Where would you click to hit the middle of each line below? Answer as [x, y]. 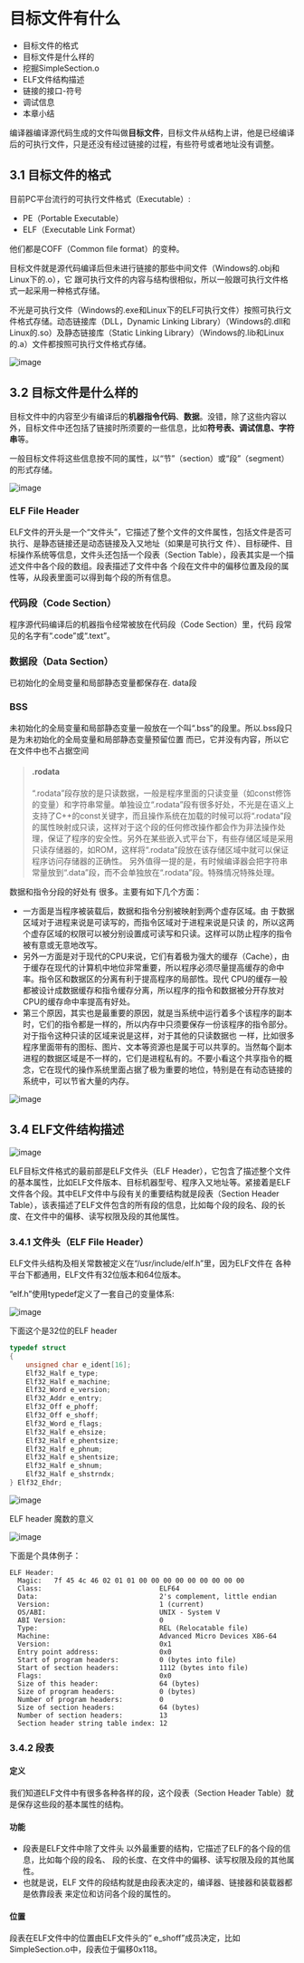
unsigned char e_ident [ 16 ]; [78, 1365]
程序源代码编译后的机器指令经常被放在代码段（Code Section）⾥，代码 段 [147, 624]
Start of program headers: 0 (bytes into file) [127, 1659]
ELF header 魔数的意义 [52, 1518]
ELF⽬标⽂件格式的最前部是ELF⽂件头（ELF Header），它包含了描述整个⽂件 [150, 1171]
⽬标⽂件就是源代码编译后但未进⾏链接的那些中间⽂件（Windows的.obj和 [145, 267]
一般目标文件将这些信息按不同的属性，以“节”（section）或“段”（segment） [149, 458]
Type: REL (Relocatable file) [133, 1628]
